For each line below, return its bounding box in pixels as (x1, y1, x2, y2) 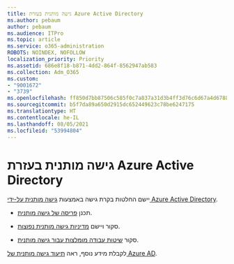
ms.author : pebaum (7, 17, 61, 24)
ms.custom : (7, 75, 39, 82)
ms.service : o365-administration (7, 43, 104, 50)
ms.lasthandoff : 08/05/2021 (7, 120, 89, 128)
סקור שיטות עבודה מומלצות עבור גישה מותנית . (17, 235, 139, 244)
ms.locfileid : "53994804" (7, 127, 82, 134)
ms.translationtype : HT (7, 108, 77, 115)
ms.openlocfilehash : (7, 95, 68, 102)
